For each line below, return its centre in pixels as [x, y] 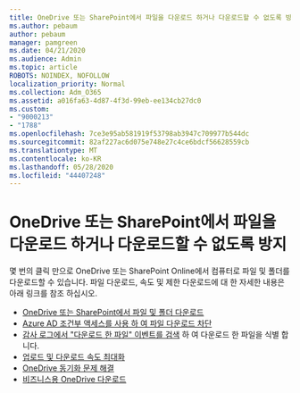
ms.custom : [29, 109]
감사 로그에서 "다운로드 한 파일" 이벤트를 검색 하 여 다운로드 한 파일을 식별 [150, 335]
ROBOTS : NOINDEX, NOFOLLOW [59, 76]
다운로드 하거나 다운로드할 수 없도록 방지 [148, 244]
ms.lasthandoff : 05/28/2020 [62, 167]
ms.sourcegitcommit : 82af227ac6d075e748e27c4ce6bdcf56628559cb [129, 142]
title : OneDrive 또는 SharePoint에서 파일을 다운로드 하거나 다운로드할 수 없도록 [146, 17]
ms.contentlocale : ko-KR [55, 159]
